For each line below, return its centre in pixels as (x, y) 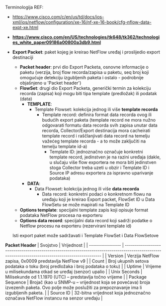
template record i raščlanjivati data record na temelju (96, 136)
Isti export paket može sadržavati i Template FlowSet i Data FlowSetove (85, 235)
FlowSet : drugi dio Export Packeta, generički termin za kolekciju (85, 88)
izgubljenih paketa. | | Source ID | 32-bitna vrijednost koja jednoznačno (78, 293)
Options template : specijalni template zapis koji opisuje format (84, 210)
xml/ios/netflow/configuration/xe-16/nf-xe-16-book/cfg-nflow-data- (82, 22)
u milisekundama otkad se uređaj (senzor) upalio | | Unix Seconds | (74, 272)
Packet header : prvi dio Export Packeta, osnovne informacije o (84, 67)
